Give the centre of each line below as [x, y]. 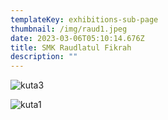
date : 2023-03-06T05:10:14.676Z [77, 38]
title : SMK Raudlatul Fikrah [71, 47]
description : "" [44, 57]
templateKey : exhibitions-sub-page [84, 19]
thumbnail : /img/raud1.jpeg [69, 29]
